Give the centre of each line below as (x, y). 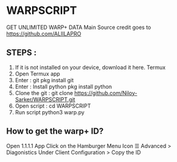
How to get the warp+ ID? (55, 131)
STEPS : (21, 53)
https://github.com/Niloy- (106, 93)
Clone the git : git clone (44, 93)
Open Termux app (37, 74)
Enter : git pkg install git (44, 80)
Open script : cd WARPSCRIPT (53, 106)
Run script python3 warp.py (50, 112)
